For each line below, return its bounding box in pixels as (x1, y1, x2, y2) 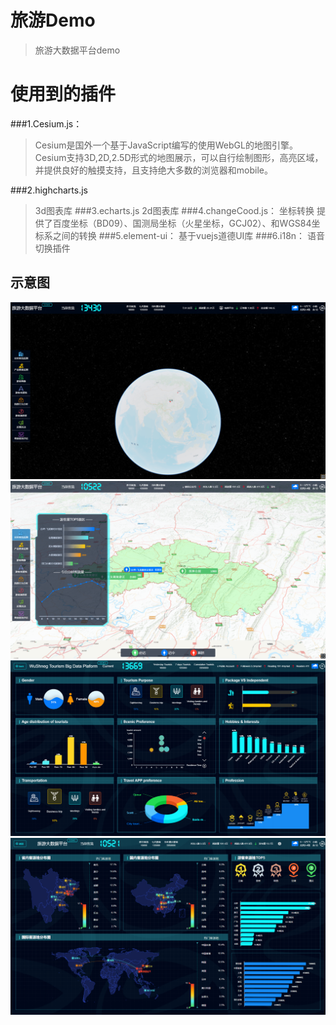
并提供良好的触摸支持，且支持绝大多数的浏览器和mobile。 (34, 164, 273, 176)
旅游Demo (10, 9, 96, 32)
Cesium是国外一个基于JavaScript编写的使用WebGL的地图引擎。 (34, 139, 298, 151)
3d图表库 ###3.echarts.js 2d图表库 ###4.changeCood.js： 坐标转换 (34, 204, 315, 216)
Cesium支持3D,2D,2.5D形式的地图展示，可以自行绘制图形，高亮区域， (34, 151, 324, 163)
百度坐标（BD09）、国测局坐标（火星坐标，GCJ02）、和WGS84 (52, 217, 312, 229)
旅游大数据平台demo (34, 44, 121, 56)
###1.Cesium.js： (10, 117, 83, 130)
